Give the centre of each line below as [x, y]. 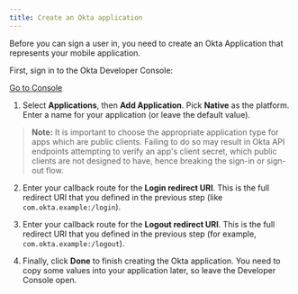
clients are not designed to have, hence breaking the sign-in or [148, 160]
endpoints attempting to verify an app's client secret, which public [154, 151]
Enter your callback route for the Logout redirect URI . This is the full [149, 224]
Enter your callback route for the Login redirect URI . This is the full [146, 187]
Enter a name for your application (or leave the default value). [136, 114]
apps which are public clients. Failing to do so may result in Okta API [158, 141]
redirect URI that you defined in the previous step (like [122, 197]
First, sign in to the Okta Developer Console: [91, 70]
